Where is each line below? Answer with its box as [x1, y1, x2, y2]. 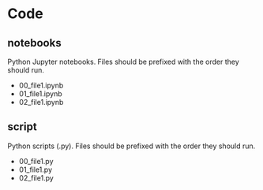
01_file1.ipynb [18, 89, 62, 99]
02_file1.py [18, 173, 54, 182]
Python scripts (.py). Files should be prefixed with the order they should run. [7, 141, 256, 151]
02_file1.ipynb [18, 98, 64, 106]
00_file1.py [18, 156, 54, 166]
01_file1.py [18, 165, 53, 174]
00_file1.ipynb [18, 80, 64, 90]
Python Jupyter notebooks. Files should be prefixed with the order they [7, 57, 239, 66]
